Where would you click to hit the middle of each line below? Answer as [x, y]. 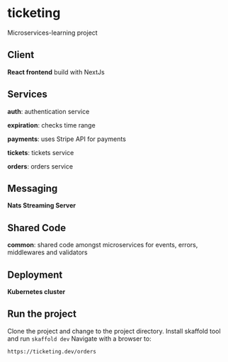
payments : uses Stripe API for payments [67, 139]
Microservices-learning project [52, 33]
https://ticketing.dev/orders [52, 351]
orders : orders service [40, 166]
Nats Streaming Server [42, 205]
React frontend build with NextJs [56, 72]
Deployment [35, 275]
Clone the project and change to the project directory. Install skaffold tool [114, 331]
